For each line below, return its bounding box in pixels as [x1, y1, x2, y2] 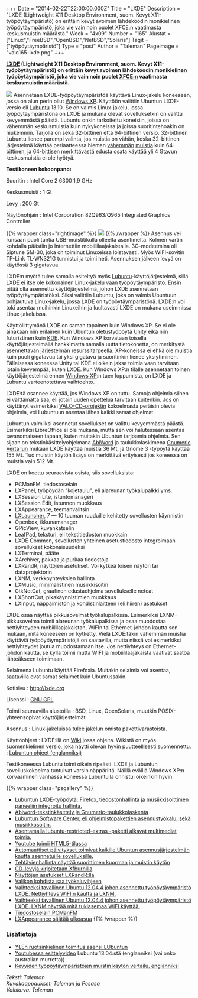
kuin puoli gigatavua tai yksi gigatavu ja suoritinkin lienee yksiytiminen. [6, 353, 178, 360]
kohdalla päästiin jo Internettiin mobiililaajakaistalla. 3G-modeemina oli [6, 242, 177, 249]
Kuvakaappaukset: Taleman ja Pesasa [6, 980, 100, 987]
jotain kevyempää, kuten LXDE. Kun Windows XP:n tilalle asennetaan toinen [6, 366, 190, 373]
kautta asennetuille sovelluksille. [14, 853, 93, 859]
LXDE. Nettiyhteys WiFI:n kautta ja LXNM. [14, 890, 116, 897]
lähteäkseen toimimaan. [6, 655, 64, 662]
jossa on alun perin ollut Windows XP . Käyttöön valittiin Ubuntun [6, 97, 163, 105]
